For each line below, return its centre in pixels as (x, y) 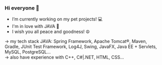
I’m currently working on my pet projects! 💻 (57, 19)
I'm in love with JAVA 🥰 (35, 26)
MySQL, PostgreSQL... (28, 52)
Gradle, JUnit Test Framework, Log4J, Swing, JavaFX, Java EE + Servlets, (81, 46)
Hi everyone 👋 (22, 8)
